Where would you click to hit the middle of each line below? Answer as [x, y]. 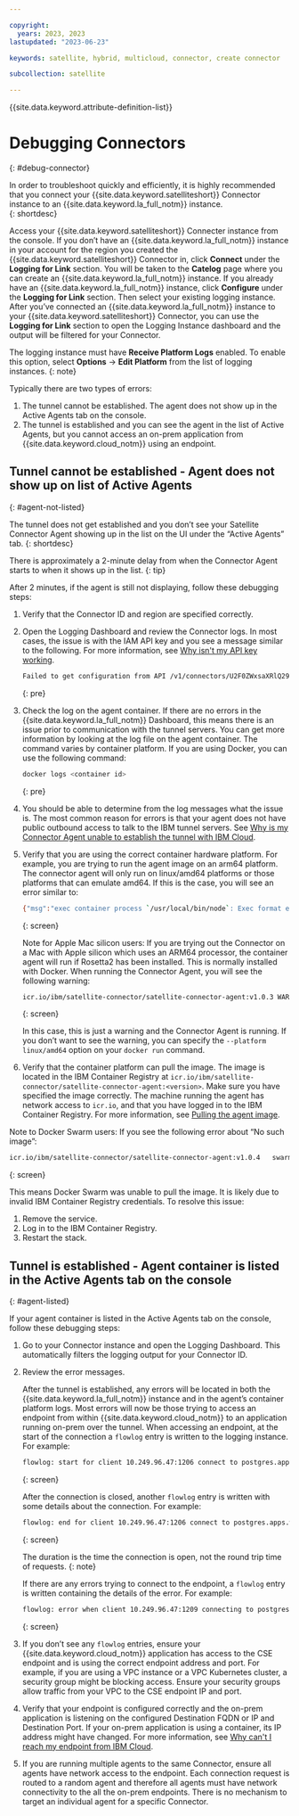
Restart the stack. [54, 1238]
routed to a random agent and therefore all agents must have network [149, 1782]
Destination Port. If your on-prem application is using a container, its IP [152, 1727]
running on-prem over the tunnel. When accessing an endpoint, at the [150, 1427]
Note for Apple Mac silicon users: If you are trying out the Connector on [154, 942]
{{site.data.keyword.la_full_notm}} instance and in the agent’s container [153, 1399]
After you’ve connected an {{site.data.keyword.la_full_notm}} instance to [142, 307]
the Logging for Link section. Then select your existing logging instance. [142, 297]
